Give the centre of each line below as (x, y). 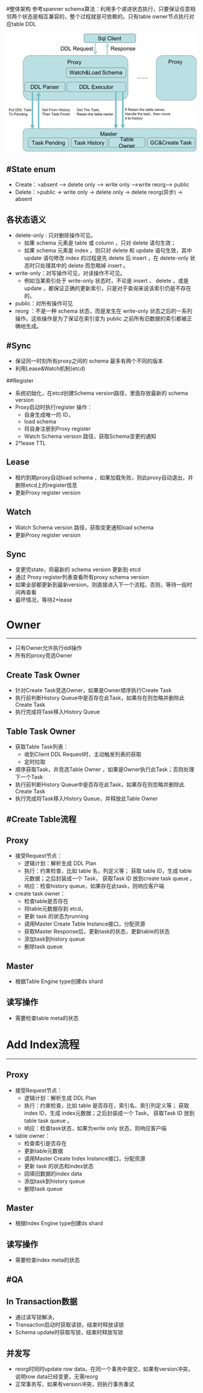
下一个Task (29, 776)
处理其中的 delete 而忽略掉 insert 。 (84, 266)
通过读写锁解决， (36, 1317)
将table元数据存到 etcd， (55, 909)
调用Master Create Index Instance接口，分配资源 (85, 1158)
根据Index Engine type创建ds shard (59, 1223)
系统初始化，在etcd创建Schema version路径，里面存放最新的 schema (101, 393)
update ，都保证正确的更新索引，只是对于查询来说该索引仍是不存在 (108, 288)
